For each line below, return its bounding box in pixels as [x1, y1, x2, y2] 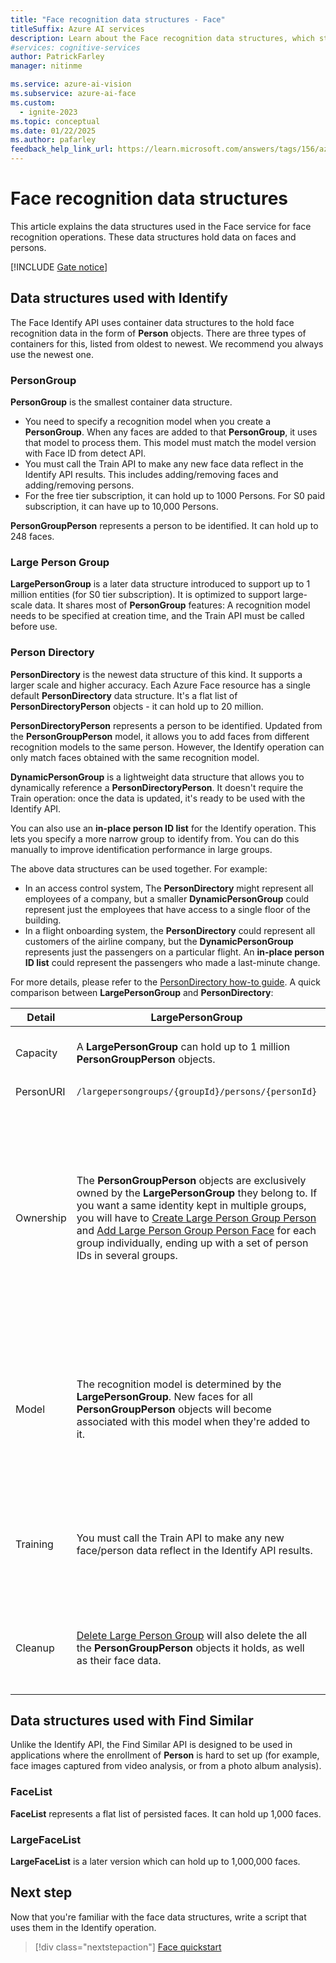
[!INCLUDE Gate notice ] [10, 261, 108, 273]
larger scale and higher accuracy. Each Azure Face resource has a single [10, 679, 311, 691]
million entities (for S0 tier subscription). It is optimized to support [10, 589, 281, 601]
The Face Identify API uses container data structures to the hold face [10, 316, 295, 328]
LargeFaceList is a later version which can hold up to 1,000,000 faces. [10, 1856, 301, 1868]
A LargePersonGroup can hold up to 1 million [76, 1039, 291, 1053]
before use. [10, 621, 58, 633]
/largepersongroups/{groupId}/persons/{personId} [76, 1086, 318, 1097]
